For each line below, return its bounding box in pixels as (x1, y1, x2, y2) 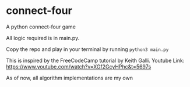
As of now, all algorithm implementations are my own (6, 74, 133, 81)
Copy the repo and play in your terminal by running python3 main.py (6, 45, 169, 53)
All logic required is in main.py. (6, 34, 80, 41)
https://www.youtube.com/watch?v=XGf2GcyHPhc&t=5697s (6, 63, 152, 70)
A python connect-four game (6, 23, 76, 30)
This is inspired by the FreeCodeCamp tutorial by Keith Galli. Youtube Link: (6, 57, 185, 64)
